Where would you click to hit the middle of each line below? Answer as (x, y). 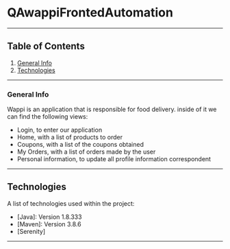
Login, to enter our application (60, 130)
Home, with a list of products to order (70, 137)
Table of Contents (46, 46)
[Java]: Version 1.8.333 (49, 217)
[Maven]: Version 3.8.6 (49, 224)
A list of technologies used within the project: (71, 203)
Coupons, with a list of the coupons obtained (80, 145)
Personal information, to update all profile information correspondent (114, 159)
